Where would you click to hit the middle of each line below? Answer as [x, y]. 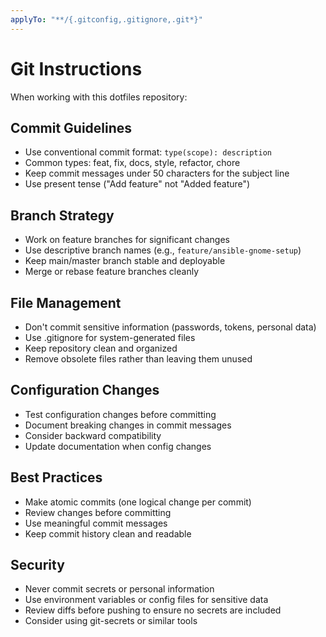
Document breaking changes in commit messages [128, 425]
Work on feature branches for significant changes [127, 240]
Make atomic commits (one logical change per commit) [138, 502]
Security [37, 565]
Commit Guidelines [71, 127]
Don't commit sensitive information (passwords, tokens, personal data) [170, 327]
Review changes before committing [98, 512]
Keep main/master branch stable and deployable [125, 261]
